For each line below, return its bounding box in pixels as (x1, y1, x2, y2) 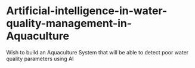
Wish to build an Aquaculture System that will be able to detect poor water (6, 48, 189, 56)
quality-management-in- (6, 17, 132, 30)
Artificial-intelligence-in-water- (6, 4, 168, 18)
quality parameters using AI (6, 55, 74, 62)
